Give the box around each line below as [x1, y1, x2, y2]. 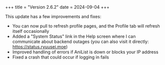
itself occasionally [12, 28, 49, 34]
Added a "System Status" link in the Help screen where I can [12, 34, 136, 39]
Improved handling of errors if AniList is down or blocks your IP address [12, 49, 159, 55]
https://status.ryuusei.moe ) [12, 44, 68, 49]
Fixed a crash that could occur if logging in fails [12, 54, 109, 60]
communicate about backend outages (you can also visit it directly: [12, 39, 149, 44]
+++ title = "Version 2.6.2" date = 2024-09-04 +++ [5, 4, 110, 10]
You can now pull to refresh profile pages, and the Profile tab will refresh [12, 23, 160, 29]
